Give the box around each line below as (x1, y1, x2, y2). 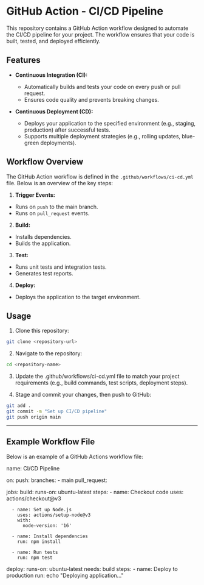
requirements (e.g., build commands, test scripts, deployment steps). (15, 379, 188, 386)
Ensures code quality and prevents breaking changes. (24, 96, 159, 103)
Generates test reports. (15, 269, 73, 277)
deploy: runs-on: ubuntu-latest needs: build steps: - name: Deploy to (6, 565, 178, 572)
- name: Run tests (12, 549, 59, 555)
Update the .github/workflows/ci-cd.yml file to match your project (15, 373, 180, 380)
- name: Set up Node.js (12, 506, 72, 512)
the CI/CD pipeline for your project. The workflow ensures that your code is (6, 30, 195, 38)
